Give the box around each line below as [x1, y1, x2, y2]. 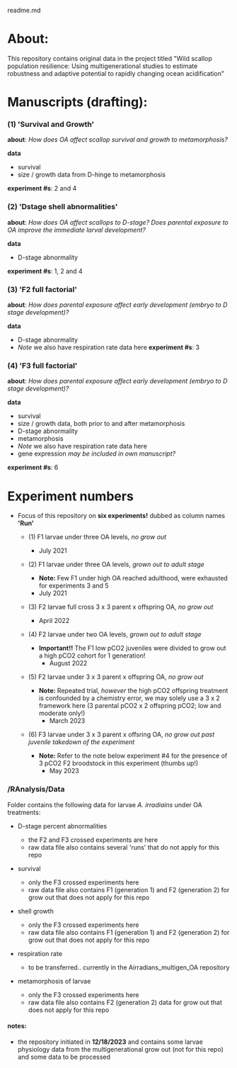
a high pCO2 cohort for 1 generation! [38, 651, 146, 660]
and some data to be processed [17, 1052, 111, 1061]
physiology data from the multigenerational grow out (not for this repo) [17, 1045, 224, 1053]
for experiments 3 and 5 [38, 581, 109, 590]
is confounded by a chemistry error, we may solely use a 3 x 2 [38, 694, 221, 702]
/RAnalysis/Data [7, 785, 65, 794]
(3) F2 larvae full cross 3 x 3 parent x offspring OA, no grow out [28, 602, 214, 612]
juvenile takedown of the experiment [28, 738, 135, 746]
